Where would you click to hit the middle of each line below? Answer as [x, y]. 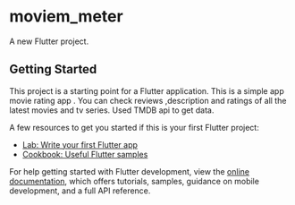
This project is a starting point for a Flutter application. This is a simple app [147, 90]
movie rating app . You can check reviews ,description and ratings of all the [148, 100]
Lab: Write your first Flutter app [80, 144]
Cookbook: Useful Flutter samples [85, 154]
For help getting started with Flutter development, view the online [130, 171]
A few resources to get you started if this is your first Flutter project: [134, 127]
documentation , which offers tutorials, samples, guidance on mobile [134, 181]
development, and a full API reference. [80, 191]
